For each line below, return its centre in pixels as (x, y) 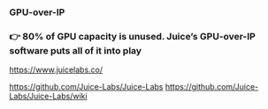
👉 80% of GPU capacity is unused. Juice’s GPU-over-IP (133, 36)
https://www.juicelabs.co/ (56, 70)
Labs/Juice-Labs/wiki (48, 96)
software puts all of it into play (76, 50)
